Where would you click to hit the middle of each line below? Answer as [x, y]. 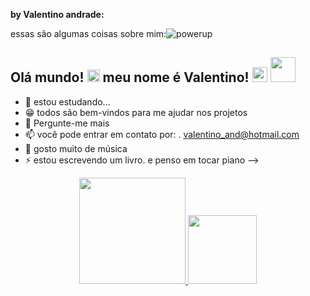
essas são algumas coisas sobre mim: [88, 33]
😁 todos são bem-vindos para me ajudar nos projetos [136, 112]
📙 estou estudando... [67, 101]
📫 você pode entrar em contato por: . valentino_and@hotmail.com [162, 134]
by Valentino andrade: [57, 14]
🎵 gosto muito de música [76, 148]
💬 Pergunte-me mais [67, 123]
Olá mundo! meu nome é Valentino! [130, 77]
